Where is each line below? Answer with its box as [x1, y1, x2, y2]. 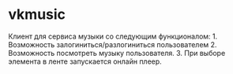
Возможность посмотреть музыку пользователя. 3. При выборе [8, 48, 226, 57]
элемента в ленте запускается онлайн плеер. [8, 57, 162, 66]
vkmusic [8, 6, 66, 24]
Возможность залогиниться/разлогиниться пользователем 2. [8, 39, 217, 49]
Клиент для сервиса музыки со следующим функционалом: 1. [8, 31, 218, 41]
